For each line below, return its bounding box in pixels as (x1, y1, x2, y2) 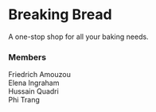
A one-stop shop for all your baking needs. (8, 32, 149, 41)
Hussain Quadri (8, 87, 60, 96)
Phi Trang (8, 95, 40, 105)
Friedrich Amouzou (8, 70, 72, 79)
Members (8, 52, 46, 63)
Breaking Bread (8, 6, 113, 24)
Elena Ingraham (8, 78, 60, 88)
